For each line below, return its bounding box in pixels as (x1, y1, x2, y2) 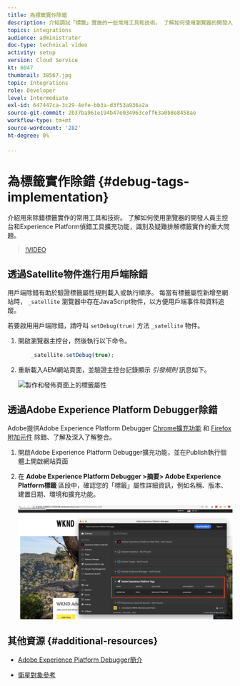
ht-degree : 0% (7, 132, 50, 139)
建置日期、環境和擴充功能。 (17, 490, 100, 498)
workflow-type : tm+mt (7, 117, 72, 124)
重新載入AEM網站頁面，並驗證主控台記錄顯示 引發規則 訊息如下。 (17, 365, 211, 374)
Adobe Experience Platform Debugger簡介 (17, 655, 143, 664)
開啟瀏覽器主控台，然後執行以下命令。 (17, 336, 131, 345)
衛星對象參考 (17, 670, 56, 679)
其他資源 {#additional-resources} (7, 635, 159, 647)
